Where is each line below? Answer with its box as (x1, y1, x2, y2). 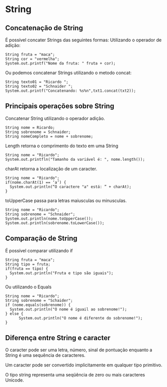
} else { (5, 311, 24, 316)
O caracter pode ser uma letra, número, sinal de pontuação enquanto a (5, 347, 152, 353)
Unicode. (5, 377, 24, 383)
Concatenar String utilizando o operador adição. (5, 115, 105, 121)
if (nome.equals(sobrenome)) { (5, 302, 71, 307)
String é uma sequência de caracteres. (5, 352, 86, 358)
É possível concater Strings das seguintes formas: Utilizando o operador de (5, 37, 162, 43)
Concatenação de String (5, 24, 83, 32)
